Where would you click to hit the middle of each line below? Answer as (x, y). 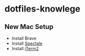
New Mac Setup (29, 27)
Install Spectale (27, 43)
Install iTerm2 (25, 49)
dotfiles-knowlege (42, 9)
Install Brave (24, 38)
